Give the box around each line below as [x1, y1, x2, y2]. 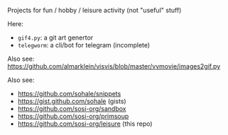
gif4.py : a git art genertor [17, 33, 94, 42]
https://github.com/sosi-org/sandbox [17, 105, 126, 112]
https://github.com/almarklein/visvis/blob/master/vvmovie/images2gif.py [7, 62, 221, 70]
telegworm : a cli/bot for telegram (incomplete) [17, 41, 151, 49]
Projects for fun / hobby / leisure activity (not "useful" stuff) [7, 6, 182, 14]
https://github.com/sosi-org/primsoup [17, 112, 129, 120]
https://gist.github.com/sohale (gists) [17, 97, 126, 105]
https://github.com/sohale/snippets [17, 90, 121, 98]
